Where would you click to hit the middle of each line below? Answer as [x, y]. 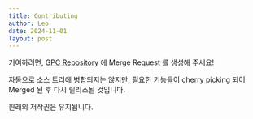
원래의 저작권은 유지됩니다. [51, 107]
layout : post [31, 38]
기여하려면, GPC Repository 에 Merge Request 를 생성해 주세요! [111, 62]
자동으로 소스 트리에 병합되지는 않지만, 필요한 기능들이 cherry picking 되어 [127, 80]
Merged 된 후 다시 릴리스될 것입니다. [67, 90]
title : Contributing [44, 16]
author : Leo [28, 23]
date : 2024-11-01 [38, 31]
